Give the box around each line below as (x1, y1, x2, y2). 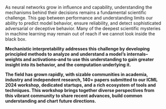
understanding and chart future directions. (5, 98, 96, 104)
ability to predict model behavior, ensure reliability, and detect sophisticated (5, 20, 161, 26)
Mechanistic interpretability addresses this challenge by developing (5, 46, 150, 51)
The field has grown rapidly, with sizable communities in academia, (5, 71, 148, 77)
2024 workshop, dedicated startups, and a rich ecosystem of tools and (5, 82, 156, 88)
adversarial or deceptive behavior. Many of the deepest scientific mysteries (5, 25, 161, 31)
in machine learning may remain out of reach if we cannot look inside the (5, 31, 155, 36)
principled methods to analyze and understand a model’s (5, 51, 126, 57)
